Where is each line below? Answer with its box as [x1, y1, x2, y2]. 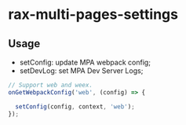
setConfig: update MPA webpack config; [19, 57, 151, 67]
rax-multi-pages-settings [8, 6, 179, 24]
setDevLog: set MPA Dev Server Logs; [19, 66, 144, 75]
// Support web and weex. [8, 81, 93, 89]
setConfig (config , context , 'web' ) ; [15, 102, 135, 111]
